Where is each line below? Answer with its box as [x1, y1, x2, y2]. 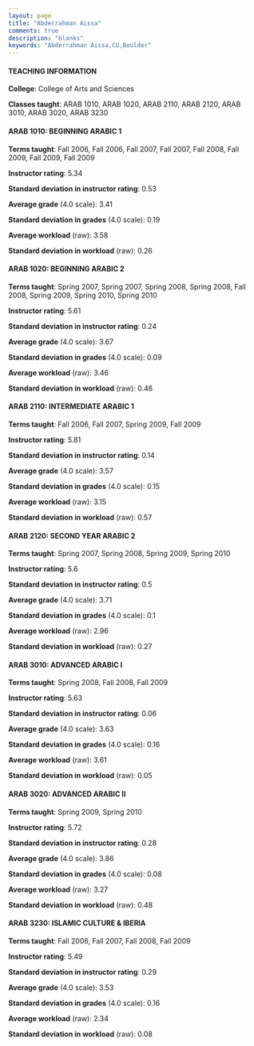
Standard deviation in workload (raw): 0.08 [8, 1029, 153, 1039]
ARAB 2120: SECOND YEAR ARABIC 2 [8, 531, 136, 540]
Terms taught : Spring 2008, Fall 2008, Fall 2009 [8, 678, 169, 687]
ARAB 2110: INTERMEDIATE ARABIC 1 [8, 402, 134, 411]
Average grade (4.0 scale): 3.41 [8, 199, 113, 209]
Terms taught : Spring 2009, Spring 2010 [8, 807, 142, 816]
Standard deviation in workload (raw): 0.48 [8, 900, 153, 909]
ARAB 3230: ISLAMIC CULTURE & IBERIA [8, 918, 146, 928]
